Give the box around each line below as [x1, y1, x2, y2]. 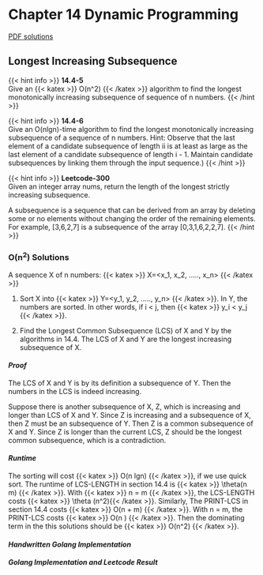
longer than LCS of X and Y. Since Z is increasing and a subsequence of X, [8, 410, 251, 419]
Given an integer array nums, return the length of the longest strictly [8, 182, 231, 191]
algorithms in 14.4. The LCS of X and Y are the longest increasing [19, 334, 232, 344]
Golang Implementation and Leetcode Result [8, 558, 158, 567]
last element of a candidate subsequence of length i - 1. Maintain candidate [8, 149, 254, 159]
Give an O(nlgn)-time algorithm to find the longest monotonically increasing [8, 124, 254, 133]
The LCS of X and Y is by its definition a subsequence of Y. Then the [8, 378, 231, 388]
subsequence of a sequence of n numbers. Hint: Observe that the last [8, 133, 235, 142]
